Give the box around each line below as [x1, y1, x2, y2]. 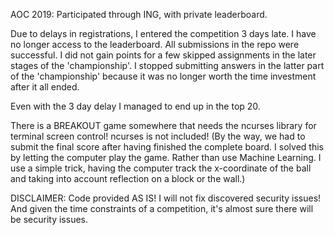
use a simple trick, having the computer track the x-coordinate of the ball [10, 162, 312, 174]
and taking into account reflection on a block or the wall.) [10, 173, 246, 184]
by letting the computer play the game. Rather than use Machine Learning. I [10, 152, 322, 163]
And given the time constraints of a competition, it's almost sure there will [10, 203, 314, 214]
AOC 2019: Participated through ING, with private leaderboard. [10, 9, 268, 20]
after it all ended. [10, 81, 80, 93]
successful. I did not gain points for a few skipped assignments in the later [10, 49, 317, 61]
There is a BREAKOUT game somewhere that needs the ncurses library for [10, 120, 317, 131]
